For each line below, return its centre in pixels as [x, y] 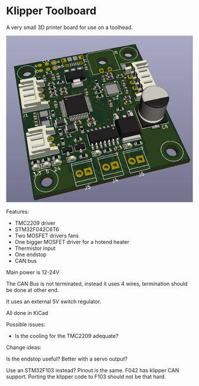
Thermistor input [35, 248]
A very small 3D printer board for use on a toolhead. [70, 27]
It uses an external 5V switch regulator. [54, 302]
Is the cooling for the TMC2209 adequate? [67, 336]
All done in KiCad [27, 313]
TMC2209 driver [35, 223]
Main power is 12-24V [33, 272]
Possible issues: [26, 324]
